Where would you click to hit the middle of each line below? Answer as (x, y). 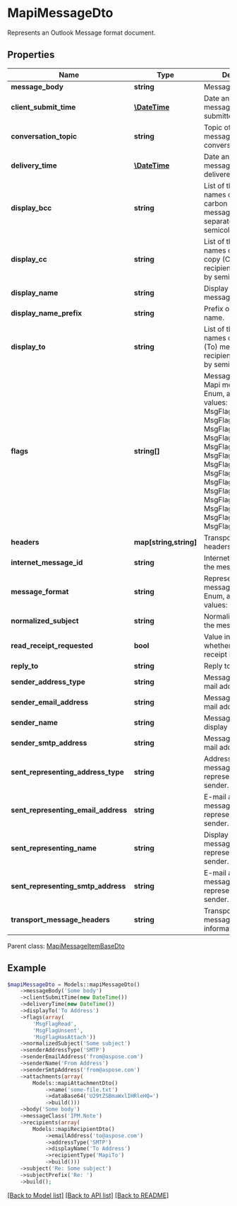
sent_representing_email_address (69, 810)
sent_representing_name (54, 848)
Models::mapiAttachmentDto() (75, 1083)
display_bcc (31, 208)
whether (217, 645)
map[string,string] (165, 542)
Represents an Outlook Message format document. (81, 33)
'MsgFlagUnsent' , (58, 1031)
